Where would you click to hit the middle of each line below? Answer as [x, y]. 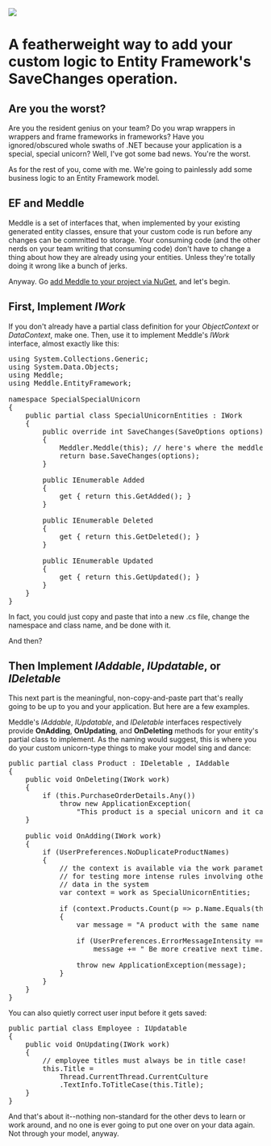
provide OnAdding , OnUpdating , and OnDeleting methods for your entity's [133, 731]
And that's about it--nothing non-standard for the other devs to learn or [127, 1117]
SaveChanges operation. [94, 79]
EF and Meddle [46, 203]
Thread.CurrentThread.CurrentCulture [134, 1077]
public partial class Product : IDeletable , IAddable [119, 764]
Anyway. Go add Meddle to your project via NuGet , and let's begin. [119, 281]
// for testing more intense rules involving [151, 877]
